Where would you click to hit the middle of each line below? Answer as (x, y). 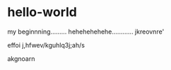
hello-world (42, 12)
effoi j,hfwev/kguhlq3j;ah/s (46, 45)
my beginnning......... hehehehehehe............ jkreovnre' (86, 31)
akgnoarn (21, 58)
